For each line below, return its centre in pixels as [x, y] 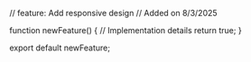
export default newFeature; [60, 48]
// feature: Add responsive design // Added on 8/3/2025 [114, 13]
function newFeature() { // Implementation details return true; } [125, 30]
